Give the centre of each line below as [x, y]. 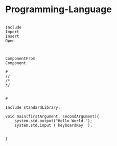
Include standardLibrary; [33, 107]
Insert [12, 36]
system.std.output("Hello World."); [54, 121]
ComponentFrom [20, 59]
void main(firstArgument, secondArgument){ [52, 116]
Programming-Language [59, 9]
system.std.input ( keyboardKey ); [54, 125]
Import [12, 32]
